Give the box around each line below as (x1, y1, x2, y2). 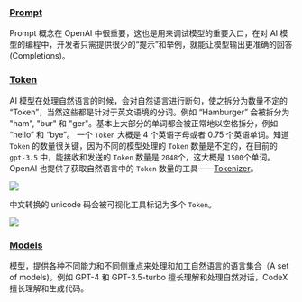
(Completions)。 (9, 50, 70, 61)
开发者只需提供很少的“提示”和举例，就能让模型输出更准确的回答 (56, 39, 293, 50)
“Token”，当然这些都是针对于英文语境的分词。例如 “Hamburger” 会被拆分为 (9, 106, 290, 117)
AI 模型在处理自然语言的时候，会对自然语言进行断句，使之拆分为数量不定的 (9, 95, 288, 105)
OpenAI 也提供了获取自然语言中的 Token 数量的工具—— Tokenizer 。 (9, 162, 259, 173)
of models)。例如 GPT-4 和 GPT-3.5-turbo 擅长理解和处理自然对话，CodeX (9, 271, 288, 282)
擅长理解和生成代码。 (9, 282, 88, 294)
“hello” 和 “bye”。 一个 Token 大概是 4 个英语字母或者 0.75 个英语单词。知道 (9, 129, 290, 140)
